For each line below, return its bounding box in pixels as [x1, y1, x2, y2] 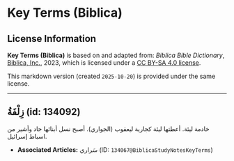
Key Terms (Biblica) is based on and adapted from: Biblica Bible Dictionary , [7, 51, 225, 59]
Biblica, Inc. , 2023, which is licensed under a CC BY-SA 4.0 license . [7, 59, 201, 67]
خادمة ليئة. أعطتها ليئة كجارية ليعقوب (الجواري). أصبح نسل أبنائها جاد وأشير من [7, 124, 210, 133]
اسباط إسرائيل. [7, 132, 47, 140]
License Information [7, 33, 96, 45]
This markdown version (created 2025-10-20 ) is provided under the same [7, 72, 216, 80]
